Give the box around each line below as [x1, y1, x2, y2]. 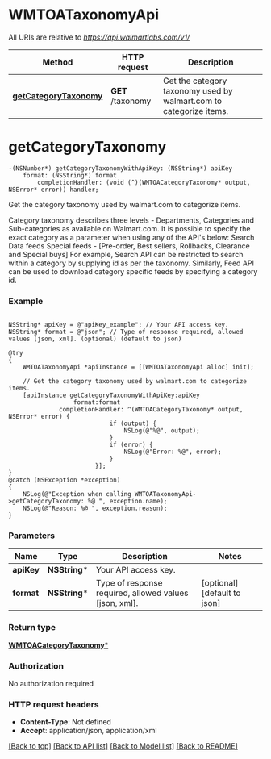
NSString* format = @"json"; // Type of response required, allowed [8, 328, 244, 336]
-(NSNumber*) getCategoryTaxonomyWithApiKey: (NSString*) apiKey [8, 164, 232, 173]
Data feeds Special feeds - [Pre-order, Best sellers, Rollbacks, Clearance [8, 240, 250, 251]
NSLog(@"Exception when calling [23, 490, 131, 498]
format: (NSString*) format [23, 171, 117, 179]
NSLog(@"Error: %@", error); [123, 448, 222, 457]
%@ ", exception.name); [87, 498, 168, 506]
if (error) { [109, 441, 153, 449]
